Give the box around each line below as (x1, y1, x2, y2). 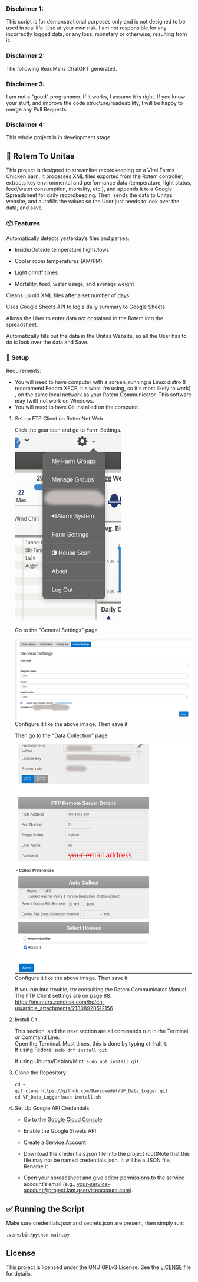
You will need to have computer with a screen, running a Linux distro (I (14, 378, 186, 385)
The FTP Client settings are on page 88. (14, 992, 112, 1000)
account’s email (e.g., (23, 1181, 75, 1188)
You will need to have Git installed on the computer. (14, 403, 140, 410)
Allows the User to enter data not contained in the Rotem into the (6, 315, 164, 322)
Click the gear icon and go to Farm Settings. (14, 426, 122, 433)
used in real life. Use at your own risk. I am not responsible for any (6, 24, 167, 31)
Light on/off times (14, 269, 58, 276)
